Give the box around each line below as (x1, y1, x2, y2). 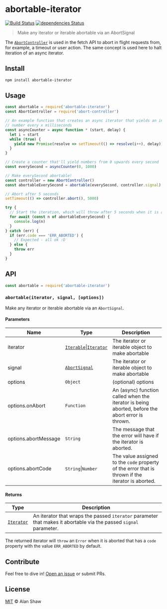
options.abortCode (7, 465, 52, 472)
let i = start (9, 132, 39, 137)
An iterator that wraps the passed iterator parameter (33, 512, 158, 519)
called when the (112, 393, 150, 400)
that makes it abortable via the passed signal (33, 519, 139, 526)
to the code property (112, 459, 159, 465)
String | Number (65, 465, 98, 472)
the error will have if (112, 432, 159, 439)
